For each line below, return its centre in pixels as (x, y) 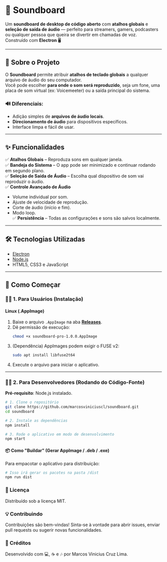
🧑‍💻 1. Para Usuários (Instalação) (44, 299)
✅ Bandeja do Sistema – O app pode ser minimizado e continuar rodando (80, 165)
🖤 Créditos (18, 543)
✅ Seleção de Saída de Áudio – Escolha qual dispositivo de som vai (75, 176)
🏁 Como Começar (33, 285)
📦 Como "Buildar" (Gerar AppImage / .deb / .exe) (57, 450)
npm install (17, 425)
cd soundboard (20, 411)
